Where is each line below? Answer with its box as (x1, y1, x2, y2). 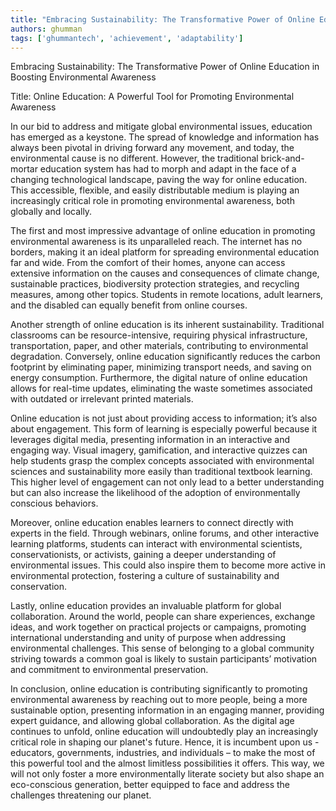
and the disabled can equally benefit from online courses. (10, 299, 248, 311)
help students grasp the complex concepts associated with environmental (10, 455, 315, 467)
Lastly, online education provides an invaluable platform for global (10, 600, 282, 612)
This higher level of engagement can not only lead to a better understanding (10, 476, 325, 488)
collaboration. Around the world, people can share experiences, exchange (10, 611, 316, 623)
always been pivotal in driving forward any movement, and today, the (10, 142, 295, 154)
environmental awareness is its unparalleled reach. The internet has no (10, 236, 303, 248)
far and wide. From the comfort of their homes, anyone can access (10, 257, 286, 269)
